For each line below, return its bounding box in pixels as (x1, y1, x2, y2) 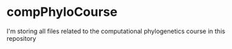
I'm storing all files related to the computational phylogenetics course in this (6, 27, 226, 35)
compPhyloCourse (6, 4, 118, 20)
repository (6, 34, 36, 42)
